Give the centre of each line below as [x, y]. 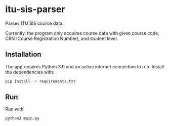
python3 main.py [22, 118]
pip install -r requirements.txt [40, 81]
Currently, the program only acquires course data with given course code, [82, 33]
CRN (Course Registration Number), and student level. [62, 38]
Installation [23, 54]
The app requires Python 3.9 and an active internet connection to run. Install [85, 66]
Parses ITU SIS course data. [35, 23]
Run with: [15, 109]
